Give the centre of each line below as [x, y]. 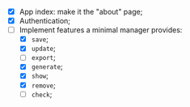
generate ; [47, 66]
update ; [43, 49]
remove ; [43, 85]
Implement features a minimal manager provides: [101, 30]
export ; [43, 58]
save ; [40, 39]
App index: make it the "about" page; [81, 12]
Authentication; [44, 21]
